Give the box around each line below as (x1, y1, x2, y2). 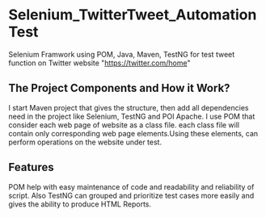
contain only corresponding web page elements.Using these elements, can (8, 128, 259, 138)
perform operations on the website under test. (8, 137, 163, 147)
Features (8, 161, 54, 174)
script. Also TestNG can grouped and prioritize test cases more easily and (8, 190, 255, 200)
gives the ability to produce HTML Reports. (8, 199, 152, 209)
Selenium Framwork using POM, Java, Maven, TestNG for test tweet (8, 49, 235, 59)
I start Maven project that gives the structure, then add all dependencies (8, 102, 249, 112)
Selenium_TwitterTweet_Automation (8, 6, 257, 24)
